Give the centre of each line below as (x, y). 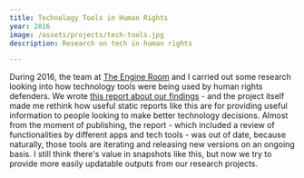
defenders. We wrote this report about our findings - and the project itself (147, 96)
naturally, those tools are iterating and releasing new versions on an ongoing (152, 144)
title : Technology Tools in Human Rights (89, 18)
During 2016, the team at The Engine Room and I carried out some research (151, 77)
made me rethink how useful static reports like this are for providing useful (148, 106)
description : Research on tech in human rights (101, 43)
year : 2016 (30, 26)
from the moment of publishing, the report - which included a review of (142, 125)
